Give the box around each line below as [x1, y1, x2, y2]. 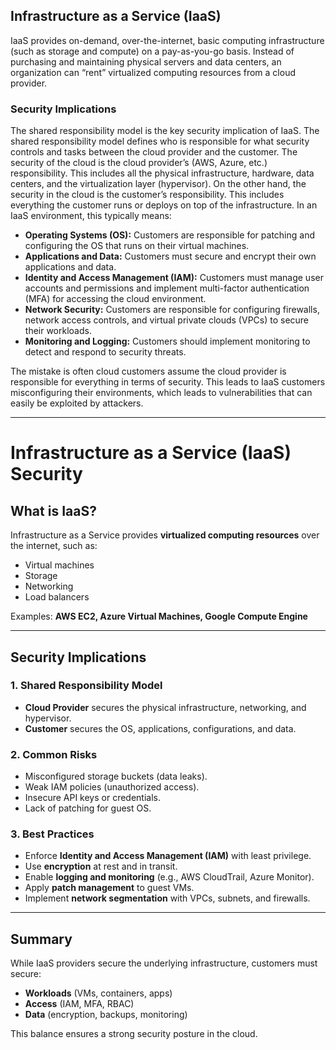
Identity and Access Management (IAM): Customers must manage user [24, 272, 324, 284]
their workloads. [24, 325, 92, 337]
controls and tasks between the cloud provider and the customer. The [10, 146, 298, 158]
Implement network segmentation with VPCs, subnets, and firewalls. [24, 892, 311, 904]
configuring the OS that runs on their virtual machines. [24, 240, 250, 252]
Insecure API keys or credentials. [24, 792, 161, 804]
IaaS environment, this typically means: [10, 210, 172, 222]
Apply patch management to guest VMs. [24, 882, 195, 894]
